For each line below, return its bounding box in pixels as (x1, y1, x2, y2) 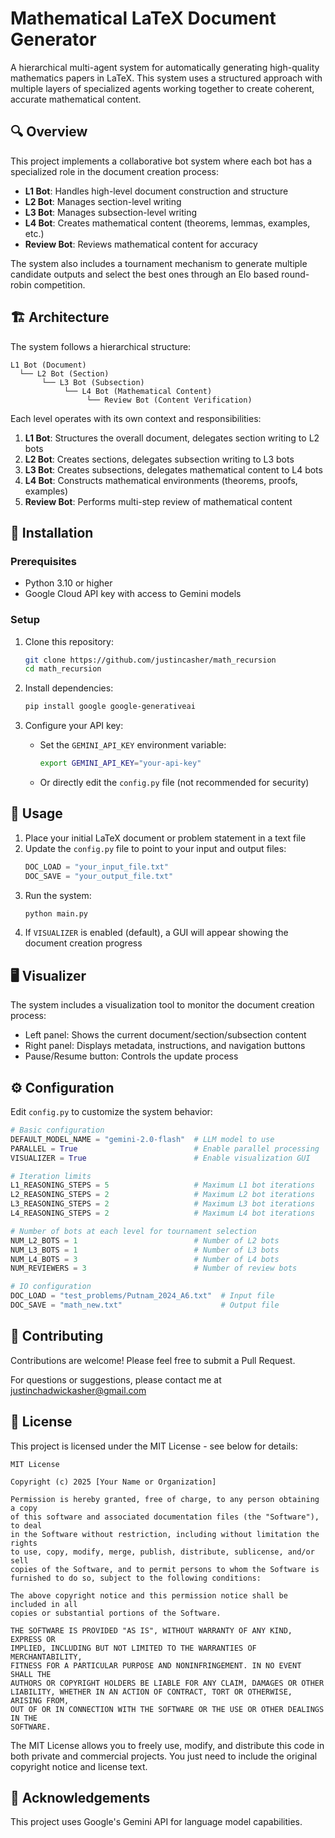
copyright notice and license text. (10, 1760, 148, 1772)
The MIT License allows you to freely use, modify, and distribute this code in (10, 1739, 325, 1751)
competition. (33, 278, 86, 291)
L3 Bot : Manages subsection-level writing (24, 206, 198, 218)
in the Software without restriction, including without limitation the (10, 1529, 320, 1539)
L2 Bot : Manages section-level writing (24, 195, 182, 207)
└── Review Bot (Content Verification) (86, 395, 253, 405)
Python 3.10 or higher (24, 577, 113, 589)
